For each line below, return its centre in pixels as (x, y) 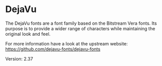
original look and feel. (28, 34)
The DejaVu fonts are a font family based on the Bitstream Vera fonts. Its (81, 23)
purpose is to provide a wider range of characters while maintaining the (80, 28)
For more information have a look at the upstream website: (67, 43)
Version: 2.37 (19, 58)
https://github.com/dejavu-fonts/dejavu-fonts (53, 49)
